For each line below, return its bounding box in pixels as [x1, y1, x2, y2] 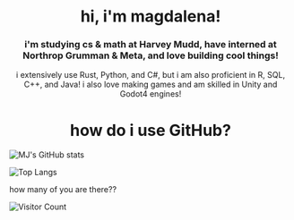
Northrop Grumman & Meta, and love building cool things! [22, 49, 280, 62]
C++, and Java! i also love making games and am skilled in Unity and [23, 79, 278, 90]
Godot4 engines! [119, 89, 182, 99]
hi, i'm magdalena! [80, 6, 221, 27]
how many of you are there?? [9, 184, 117, 195]
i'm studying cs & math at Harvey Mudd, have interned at [23, 38, 277, 51]
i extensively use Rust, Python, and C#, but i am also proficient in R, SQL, [16, 70, 285, 80]
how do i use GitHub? [70, 120, 231, 140]
